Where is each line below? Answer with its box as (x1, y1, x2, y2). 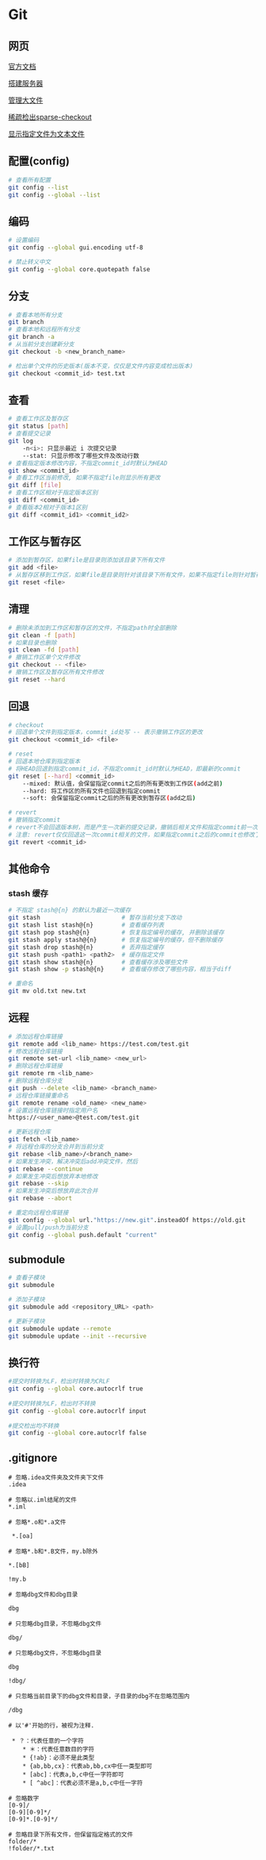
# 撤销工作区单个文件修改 (8, 653, 81, 662)
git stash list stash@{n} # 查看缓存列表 (8, 921, 165, 929)
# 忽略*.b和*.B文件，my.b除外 (8, 1547, 99, 1556)
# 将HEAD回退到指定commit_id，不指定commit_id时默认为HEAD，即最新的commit (8, 764, 241, 773)
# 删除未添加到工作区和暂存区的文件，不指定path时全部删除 (8, 624, 177, 632)
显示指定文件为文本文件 (8, 129, 85, 138)
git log (8, 437, 34, 445)
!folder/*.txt (8, 1845, 55, 1853)
